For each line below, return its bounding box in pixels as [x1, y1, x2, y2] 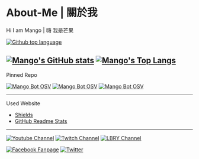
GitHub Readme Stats [14, 117, 68, 125]
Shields [14, 111, 33, 118]
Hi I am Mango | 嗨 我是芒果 [6, 27, 74, 34]
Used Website [6, 99, 40, 107]
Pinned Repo [6, 71, 37, 78]
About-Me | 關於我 [6, 6, 98, 20]
